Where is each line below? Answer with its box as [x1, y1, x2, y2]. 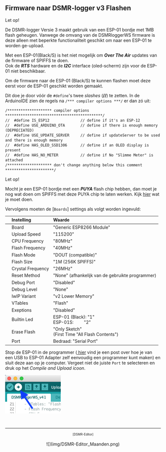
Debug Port [11, 279, 35, 285]
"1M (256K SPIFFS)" [53, 258, 96, 264]
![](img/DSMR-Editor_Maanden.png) [46, 441, 120, 447]
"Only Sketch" [53, 326, 82, 332]
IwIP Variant [11, 293, 36, 299]
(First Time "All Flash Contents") [53, 331, 119, 337]
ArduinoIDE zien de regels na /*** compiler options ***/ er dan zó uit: [5, 98, 151, 104]
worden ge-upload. [5, 42, 44, 49]
